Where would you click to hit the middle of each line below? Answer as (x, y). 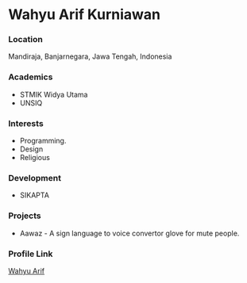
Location (26, 40)
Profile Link (31, 254)
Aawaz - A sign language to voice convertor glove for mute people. (129, 233)
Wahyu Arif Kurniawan (85, 15)
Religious (35, 158)
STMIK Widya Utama (54, 94)
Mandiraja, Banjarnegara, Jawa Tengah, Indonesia (90, 56)
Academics (31, 77)
